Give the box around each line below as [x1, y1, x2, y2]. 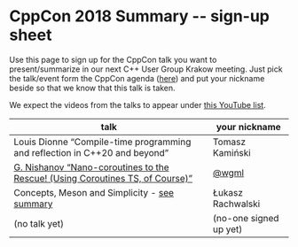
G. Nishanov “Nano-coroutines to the [13, 161, 170, 174]
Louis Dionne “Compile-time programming [13, 135, 192, 148]
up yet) [212, 223, 243, 235]
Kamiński [212, 146, 251, 158]
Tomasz [212, 135, 247, 148]
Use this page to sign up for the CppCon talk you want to [9, 54, 217, 65]
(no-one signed [212, 212, 279, 224]
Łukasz [212, 186, 244, 198]
